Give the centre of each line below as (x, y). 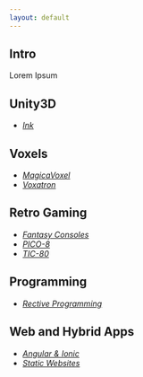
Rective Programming (62, 303)
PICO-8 (36, 244)
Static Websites (51, 363)
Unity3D (33, 104)
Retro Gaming (48, 213)
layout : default (39, 18)
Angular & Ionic (51, 353)
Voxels (29, 153)
